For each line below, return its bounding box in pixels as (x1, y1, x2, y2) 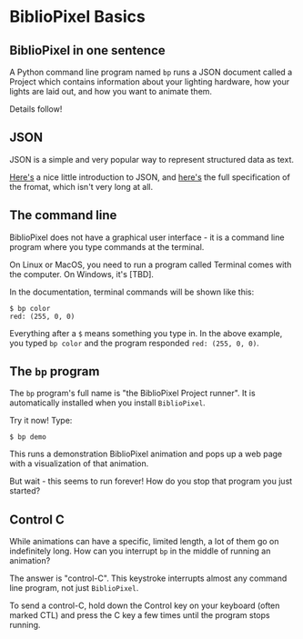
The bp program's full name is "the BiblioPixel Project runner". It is (9, 388, 257, 399)
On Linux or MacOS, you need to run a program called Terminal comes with (9, 259, 292, 270)
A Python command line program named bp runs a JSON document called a (9, 66, 293, 77)
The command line (9, 207, 117, 224)
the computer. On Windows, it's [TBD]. (9, 268, 155, 279)
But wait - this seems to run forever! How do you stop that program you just (9, 475, 293, 487)
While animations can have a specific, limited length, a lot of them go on (9, 536, 279, 547)
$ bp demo (9, 433, 47, 442)
